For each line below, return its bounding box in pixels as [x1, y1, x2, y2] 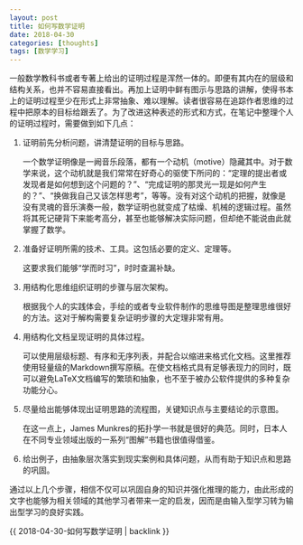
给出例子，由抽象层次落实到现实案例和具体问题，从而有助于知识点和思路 [22, 454, 291, 465]
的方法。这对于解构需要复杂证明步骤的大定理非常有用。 [22, 313, 228, 324]
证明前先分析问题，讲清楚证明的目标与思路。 [22, 137, 189, 148]
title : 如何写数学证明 [9, 22, 86, 31]
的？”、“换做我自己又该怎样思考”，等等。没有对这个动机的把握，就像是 [22, 191, 287, 202]
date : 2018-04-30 [9, 30, 75, 39]
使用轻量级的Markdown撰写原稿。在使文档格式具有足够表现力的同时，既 [22, 362, 291, 373]
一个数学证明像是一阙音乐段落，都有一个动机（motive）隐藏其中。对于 [22, 156, 286, 167]
